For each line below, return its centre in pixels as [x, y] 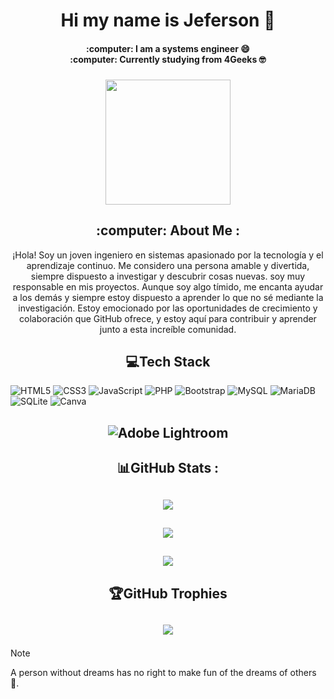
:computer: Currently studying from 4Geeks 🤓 [168, 59]
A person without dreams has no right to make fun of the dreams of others [163, 673]
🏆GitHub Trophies [168, 593]
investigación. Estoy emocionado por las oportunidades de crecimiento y [168, 308]
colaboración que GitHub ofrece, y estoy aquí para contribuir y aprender [168, 318]
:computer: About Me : [168, 230]
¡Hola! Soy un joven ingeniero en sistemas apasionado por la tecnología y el [168, 255]
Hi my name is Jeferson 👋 [168, 20]
